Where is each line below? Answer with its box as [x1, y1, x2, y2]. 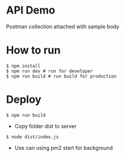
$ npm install [6, 63, 41, 69]
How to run [6, 44, 61, 57]
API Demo [6, 4, 56, 17]
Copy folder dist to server [14, 122, 77, 129]
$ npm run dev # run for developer [6, 68, 93, 74]
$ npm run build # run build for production [6, 73, 117, 79]
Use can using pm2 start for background [14, 144, 113, 151]
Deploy [6, 93, 42, 106]
